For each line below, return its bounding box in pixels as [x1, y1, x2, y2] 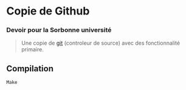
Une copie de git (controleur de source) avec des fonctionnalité [21, 39, 181, 47]
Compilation [6, 63, 53, 74]
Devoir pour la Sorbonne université [6, 26, 112, 34]
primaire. [21, 46, 44, 53]
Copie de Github [6, 4, 90, 18]
